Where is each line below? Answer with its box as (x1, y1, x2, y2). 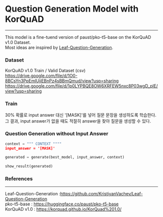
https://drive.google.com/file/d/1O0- (5, 73, 78, 78)
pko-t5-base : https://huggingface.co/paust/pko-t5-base (5, 201, 119, 207)
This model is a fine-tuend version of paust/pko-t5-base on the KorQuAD (5, 34, 151, 40)
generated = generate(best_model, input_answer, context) (5, 155, 125, 160)
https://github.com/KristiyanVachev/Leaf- (60, 191, 143, 197)
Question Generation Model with (5, 3, 139, 15)
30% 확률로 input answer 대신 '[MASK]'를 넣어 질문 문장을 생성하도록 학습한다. (5, 112, 157, 118)
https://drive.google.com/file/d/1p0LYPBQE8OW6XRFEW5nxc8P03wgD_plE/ (5, 83, 158, 89)
